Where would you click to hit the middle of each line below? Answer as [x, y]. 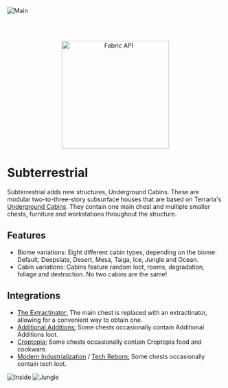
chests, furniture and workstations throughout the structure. [92, 214]
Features [26, 235]
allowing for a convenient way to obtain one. [80, 320]
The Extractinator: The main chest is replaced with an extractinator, [112, 312]
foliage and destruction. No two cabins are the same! [92, 274]
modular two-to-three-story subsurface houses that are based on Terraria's [114, 199]
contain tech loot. [42, 364]
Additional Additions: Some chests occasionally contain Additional [111, 327]
